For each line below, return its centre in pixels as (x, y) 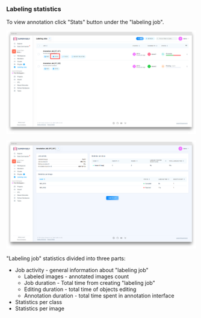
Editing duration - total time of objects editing (80, 289)
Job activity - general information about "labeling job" (82, 270)
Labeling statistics (34, 9)
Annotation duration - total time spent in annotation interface (99, 295)
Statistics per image (40, 308)
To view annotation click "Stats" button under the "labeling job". (85, 22)
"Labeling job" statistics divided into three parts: (66, 258)
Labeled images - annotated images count (76, 276)
